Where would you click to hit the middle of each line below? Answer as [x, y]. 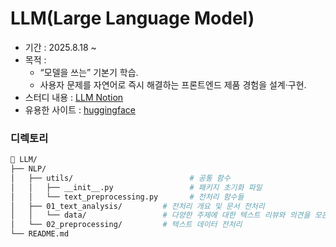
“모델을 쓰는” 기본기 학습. [89, 72]
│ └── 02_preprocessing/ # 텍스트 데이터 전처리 [126, 225]
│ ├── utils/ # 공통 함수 [120, 178]
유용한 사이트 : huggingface [80, 109]
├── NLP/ [28, 169]
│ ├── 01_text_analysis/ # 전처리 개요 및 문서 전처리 [137, 206]
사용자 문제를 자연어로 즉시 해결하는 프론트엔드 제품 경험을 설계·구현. [173, 84]
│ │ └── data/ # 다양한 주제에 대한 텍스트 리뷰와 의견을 [160, 215]
